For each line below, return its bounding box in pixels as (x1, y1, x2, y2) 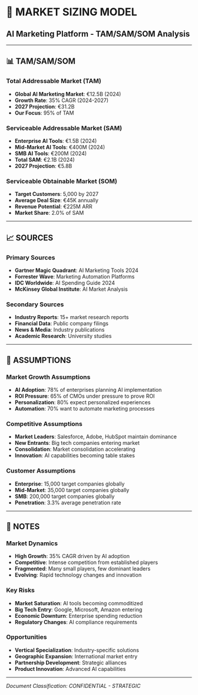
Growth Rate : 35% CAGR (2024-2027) (14, 97, 109, 104)
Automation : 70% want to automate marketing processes (14, 405, 155, 412)
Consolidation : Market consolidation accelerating (14, 445, 136, 453)
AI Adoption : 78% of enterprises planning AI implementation (14, 386, 162, 393)
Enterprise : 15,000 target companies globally (14, 480, 125, 487)
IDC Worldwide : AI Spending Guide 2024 (14, 279, 115, 286)
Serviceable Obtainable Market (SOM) (6, 177, 118, 185)
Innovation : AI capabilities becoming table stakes (14, 452, 136, 459)
